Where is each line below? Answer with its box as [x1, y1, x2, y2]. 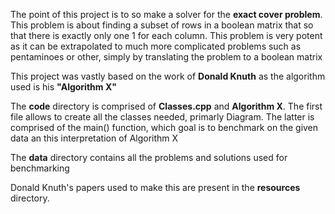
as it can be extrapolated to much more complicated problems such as [10, 40, 302, 52]
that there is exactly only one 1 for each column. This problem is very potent [10, 30, 323, 41]
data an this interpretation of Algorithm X [10, 132, 179, 144]
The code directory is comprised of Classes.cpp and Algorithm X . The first [10, 100, 323, 112]
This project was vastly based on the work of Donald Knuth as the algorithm [10, 70, 326, 82]
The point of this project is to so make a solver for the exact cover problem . [10, 9, 323, 20]
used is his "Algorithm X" [10, 81, 117, 93]
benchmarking [10, 162, 70, 174]
